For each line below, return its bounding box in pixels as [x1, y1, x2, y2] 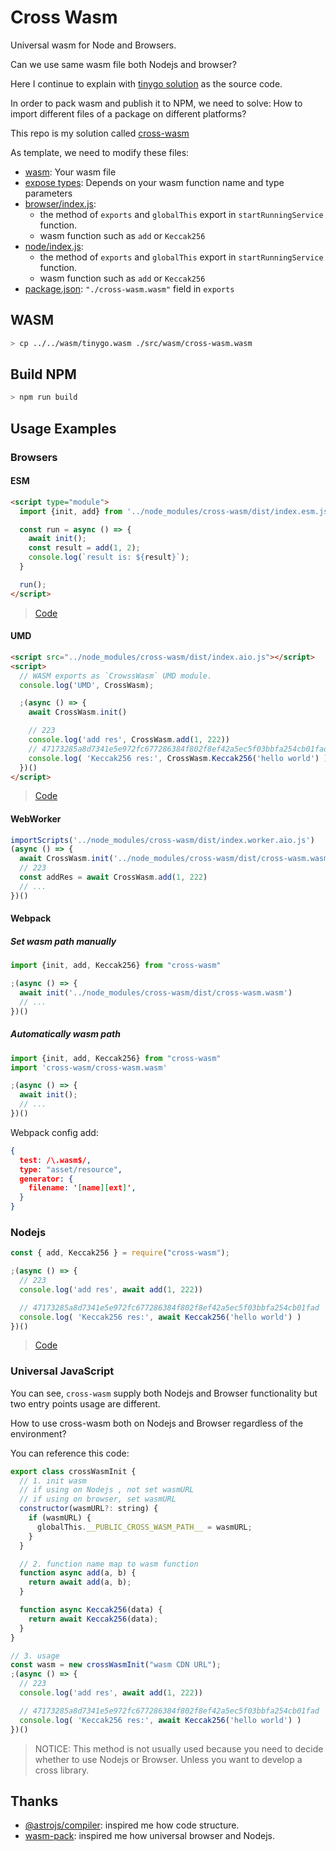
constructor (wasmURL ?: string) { [19, 1504, 159, 1514]
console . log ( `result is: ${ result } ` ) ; [28, 552, 190, 563]
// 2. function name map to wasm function [19, 1559, 199, 1569]
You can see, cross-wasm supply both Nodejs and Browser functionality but [10, 1387, 318, 1399]
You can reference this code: [10, 1447, 130, 1459]
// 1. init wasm [19, 1476, 87, 1486]
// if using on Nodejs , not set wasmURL [19, 1485, 195, 1495]
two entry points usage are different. [10, 1397, 161, 1410]
